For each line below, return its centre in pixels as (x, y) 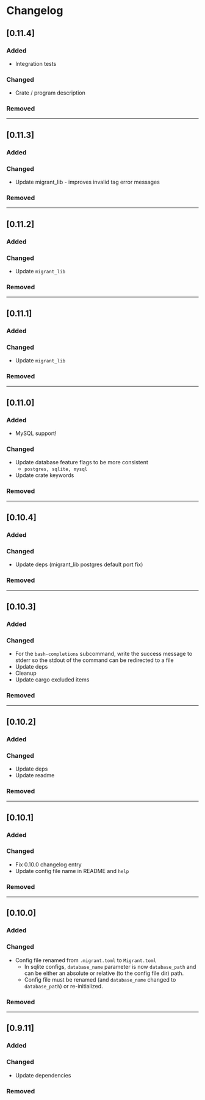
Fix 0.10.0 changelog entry (48, 865)
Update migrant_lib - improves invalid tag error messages (87, 182)
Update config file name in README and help (72, 871)
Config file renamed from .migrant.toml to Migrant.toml (86, 960)
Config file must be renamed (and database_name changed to (100, 979)
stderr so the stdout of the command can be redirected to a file (94, 660)
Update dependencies (43, 1075)
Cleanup (26, 673)
